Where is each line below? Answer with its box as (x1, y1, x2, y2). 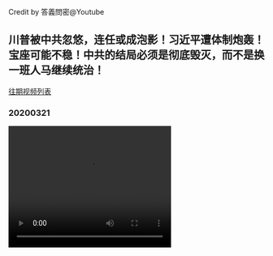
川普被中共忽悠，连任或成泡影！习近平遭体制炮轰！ (8, 33, 265, 47)
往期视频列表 (8, 86, 51, 96)
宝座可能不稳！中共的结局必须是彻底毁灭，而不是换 (8, 48, 265, 62)
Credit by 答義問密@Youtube (8, 7, 105, 16)
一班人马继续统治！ (8, 63, 105, 77)
